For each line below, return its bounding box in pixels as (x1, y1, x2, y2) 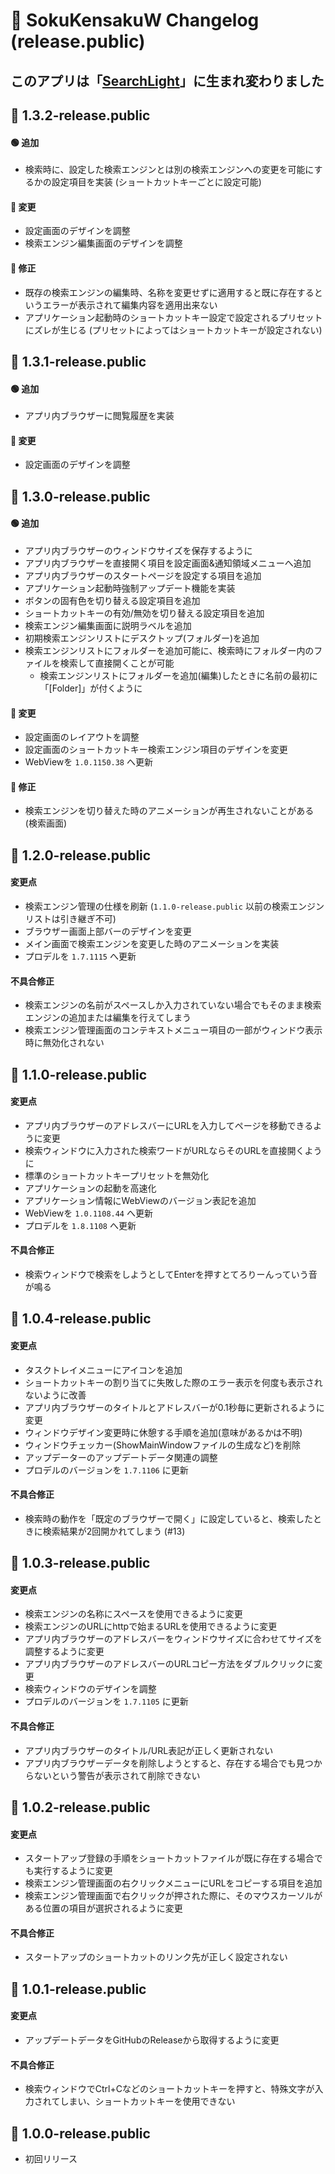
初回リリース (24, 2152, 78, 2164)
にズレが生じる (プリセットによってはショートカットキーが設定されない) (24, 324, 323, 336)
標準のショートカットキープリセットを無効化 (24, 1169, 209, 1181)
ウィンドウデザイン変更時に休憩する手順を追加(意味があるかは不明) (24, 1426, 303, 1438)
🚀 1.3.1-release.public (10, 353, 147, 370)
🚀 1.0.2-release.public (10, 1799, 151, 1816)
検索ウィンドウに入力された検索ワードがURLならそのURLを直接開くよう (24, 1144, 323, 1156)
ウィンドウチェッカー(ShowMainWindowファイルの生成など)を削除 (24, 1439, 301, 1451)
